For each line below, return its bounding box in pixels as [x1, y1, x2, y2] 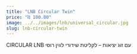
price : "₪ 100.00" [6, 14, 52, 20]
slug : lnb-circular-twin [6, 25, 68, 31]
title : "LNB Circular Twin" [6, 8, 76, 15]
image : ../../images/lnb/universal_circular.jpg [6, 20, 129, 26]
